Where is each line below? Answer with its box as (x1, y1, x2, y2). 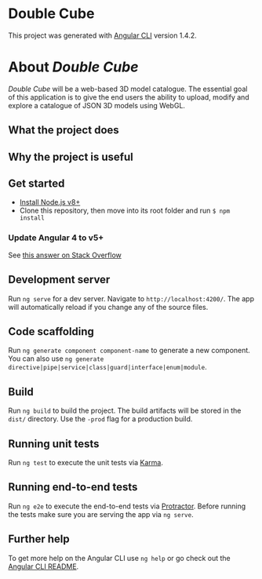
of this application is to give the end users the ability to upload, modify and (8, 92, 249, 102)
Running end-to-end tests (8, 480, 138, 494)
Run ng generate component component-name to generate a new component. (8, 346, 251, 355)
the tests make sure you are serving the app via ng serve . (8, 509, 194, 519)
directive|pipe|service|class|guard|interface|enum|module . (8, 362, 207, 372)
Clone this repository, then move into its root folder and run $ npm (19, 206, 231, 216)
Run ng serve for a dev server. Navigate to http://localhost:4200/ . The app (8, 293, 255, 303)
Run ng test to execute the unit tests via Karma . (8, 458, 163, 468)
